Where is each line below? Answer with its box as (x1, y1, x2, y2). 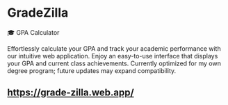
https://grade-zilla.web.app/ (7, 87, 134, 99)
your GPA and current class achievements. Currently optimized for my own (7, 59, 221, 67)
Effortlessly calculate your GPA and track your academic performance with (7, 44, 221, 53)
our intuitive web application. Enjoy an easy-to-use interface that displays (7, 51, 218, 60)
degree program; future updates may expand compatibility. (7, 66, 177, 74)
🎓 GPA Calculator (7, 28, 60, 36)
